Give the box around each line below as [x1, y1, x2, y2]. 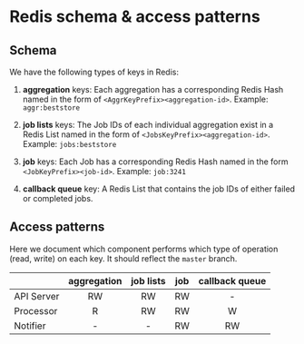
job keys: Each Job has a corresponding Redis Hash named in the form [22, 156, 289, 167]
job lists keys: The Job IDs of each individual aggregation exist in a [22, 120, 274, 130]
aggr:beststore [22, 103, 81, 113]
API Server [14, 290, 60, 302]
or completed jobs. [22, 193, 93, 203]
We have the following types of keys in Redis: [9, 66, 180, 77]
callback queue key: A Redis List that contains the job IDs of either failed [22, 183, 296, 194]
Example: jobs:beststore [22, 139, 117, 149]
